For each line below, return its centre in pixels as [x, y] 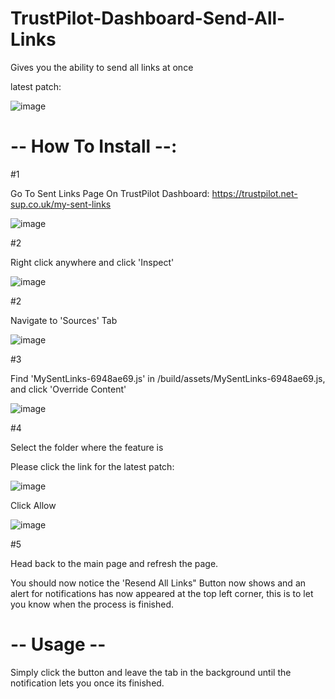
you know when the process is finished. [92, 604]
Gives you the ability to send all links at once [102, 67]
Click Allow [33, 505]
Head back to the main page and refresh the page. [114, 563]
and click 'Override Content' [68, 389]
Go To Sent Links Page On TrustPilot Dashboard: [110, 193]
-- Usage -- [58, 644]
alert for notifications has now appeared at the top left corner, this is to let [162, 593]
